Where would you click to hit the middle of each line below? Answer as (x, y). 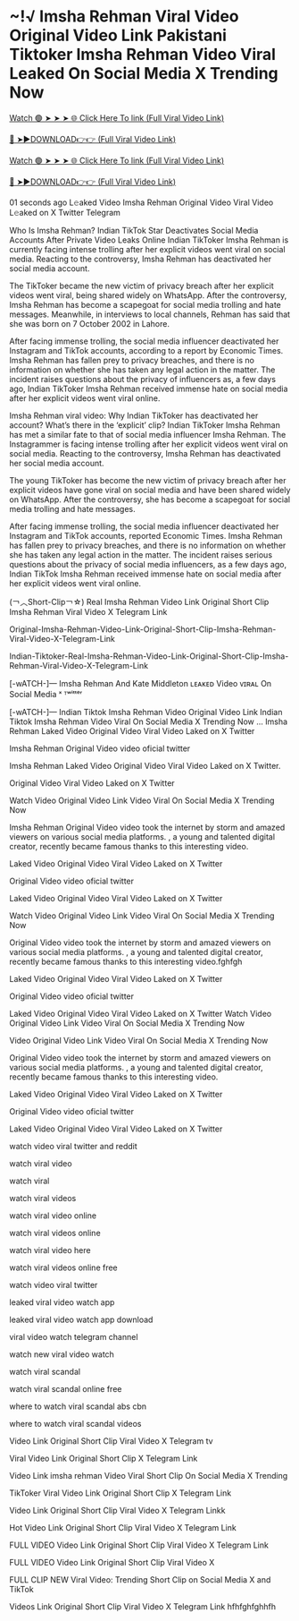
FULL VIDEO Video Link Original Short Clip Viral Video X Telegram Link (139, 1545)
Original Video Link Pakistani (118, 35)
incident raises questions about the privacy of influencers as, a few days (143, 379)
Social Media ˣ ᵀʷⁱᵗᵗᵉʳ (46, 694)
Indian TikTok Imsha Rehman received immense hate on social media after (145, 574)
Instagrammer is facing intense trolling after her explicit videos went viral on (149, 444)
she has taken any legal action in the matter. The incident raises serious (141, 555)
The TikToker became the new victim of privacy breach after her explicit (141, 286)
